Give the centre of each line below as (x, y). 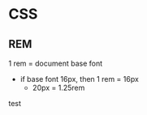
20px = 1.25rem (58, 87)
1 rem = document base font (56, 63)
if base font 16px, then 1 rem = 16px (80, 79)
